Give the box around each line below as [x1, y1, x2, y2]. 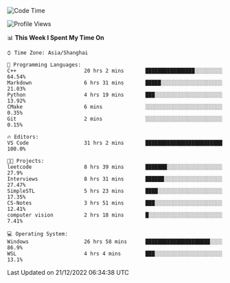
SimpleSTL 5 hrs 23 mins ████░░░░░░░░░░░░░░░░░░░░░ [7, 188, 223, 194]
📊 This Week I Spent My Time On [7, 34, 104, 41]
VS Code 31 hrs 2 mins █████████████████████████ [7, 139, 223, 146]
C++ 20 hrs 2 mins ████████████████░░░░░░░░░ [7, 67, 223, 74]
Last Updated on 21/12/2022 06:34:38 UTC [7, 269, 129, 276]
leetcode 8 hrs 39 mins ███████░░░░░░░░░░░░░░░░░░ [7, 163, 223, 170]
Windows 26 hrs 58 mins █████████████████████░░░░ [7, 238, 223, 245]
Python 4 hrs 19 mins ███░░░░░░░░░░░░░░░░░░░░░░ [7, 91, 223, 98]
